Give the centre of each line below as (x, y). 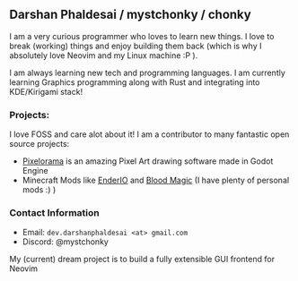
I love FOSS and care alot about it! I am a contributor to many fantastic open (149, 134)
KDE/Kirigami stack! (46, 91)
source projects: (39, 144)
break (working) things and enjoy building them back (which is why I (136, 46)
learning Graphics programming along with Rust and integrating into (135, 82)
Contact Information (55, 213)
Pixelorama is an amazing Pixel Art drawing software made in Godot (148, 161)
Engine (35, 171)
